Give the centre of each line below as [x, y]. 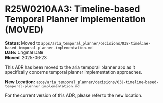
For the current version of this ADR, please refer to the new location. [74, 95]
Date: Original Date [24, 52]
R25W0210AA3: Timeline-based [72, 9]
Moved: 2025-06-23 [26, 57]
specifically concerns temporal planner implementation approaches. [74, 72]
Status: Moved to [23, 43]
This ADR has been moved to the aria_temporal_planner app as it [70, 67]
